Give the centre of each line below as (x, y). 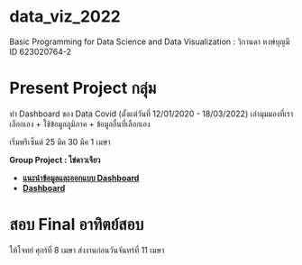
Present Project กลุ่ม (83, 88)
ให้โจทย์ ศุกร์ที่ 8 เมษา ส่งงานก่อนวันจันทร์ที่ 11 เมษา (87, 250)
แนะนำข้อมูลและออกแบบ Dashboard (81, 178)
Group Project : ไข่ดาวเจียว (55, 160)
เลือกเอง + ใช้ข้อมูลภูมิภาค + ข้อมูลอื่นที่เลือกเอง (80, 123)
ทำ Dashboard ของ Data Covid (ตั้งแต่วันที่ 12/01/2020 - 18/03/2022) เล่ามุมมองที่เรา (151, 114)
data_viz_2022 (65, 17)
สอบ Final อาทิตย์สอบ (77, 225)
